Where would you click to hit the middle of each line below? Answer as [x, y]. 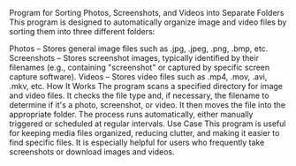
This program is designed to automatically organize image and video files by [148, 22]
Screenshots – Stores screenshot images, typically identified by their [134, 58]
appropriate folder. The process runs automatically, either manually [131, 114]
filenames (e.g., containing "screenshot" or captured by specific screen [140, 67]
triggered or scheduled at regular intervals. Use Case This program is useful [148, 124]
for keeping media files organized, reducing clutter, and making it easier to [144, 133]
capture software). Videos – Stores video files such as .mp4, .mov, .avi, [138, 77]
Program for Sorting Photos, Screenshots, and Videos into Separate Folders [147, 13]
